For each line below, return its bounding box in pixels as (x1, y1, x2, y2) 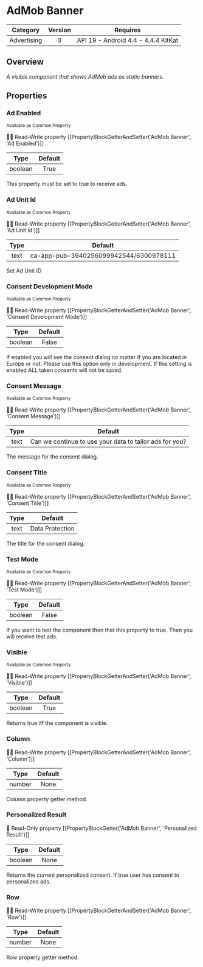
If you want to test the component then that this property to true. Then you (6, 626, 193, 633)
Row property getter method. (6, 954, 79, 961)
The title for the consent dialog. (6, 540, 85, 547)
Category (12, 26, 40, 34)
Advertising (9, 36, 43, 45)
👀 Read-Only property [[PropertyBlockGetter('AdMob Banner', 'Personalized (6, 824, 197, 832)
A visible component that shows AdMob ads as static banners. (6, 73, 164, 80)
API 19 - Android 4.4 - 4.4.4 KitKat (77, 36, 179, 45)
